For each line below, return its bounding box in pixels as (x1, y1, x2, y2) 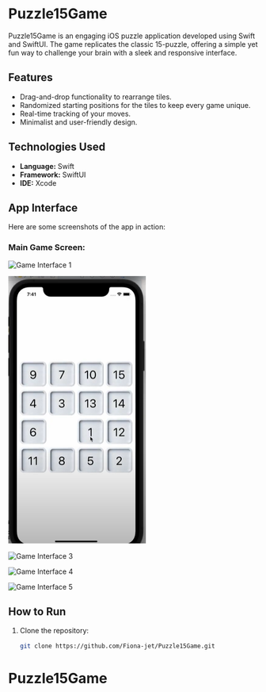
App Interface (8, 201, 78, 214)
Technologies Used (8, 140, 105, 154)
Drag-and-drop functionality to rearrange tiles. (19, 92, 172, 102)
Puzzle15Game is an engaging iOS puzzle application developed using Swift (8, 31, 256, 40)
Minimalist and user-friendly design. (19, 117, 138, 127)
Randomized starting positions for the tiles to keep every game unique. (19, 100, 251, 110)
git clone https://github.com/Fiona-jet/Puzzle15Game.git (19, 642, 215, 651)
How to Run (8, 605, 66, 619)
